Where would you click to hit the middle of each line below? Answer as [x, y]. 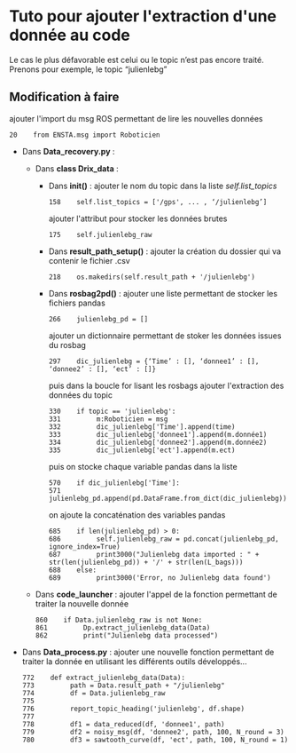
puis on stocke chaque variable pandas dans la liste [143, 466]
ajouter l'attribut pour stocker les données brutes [138, 218]
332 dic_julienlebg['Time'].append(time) [142, 427]
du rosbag [67, 345]
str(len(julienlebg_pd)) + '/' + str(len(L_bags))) [146, 562]
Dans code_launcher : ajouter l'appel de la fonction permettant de [156, 594]
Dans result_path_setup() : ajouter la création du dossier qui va [165, 251]
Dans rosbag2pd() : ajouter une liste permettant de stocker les [163, 293]
